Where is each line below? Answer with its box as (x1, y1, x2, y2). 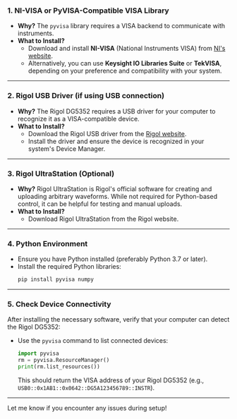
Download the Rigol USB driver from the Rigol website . (28, 129, 187, 138)
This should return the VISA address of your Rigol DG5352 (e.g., (17, 376, 205, 384)
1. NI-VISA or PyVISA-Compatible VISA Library (7, 6, 169, 16)
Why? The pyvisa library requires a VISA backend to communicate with (17, 22, 226, 30)
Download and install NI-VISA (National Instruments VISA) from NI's (28, 44, 226, 53)
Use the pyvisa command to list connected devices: (17, 336, 169, 345)
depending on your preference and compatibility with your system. (28, 66, 222, 75)
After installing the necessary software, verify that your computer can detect (7, 315, 230, 324)
